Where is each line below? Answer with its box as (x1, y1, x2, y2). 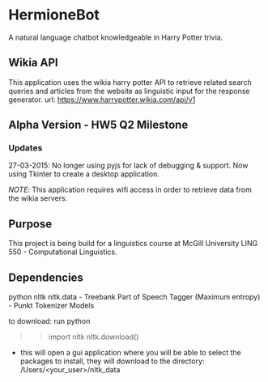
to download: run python (8, 316, 91, 326)
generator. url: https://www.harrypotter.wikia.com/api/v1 (8, 95, 196, 104)
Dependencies (8, 270, 83, 284)
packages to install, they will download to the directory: (19, 356, 205, 366)
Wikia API (8, 56, 58, 70)
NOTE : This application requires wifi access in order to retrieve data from (8, 185, 253, 195)
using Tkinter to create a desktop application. (8, 169, 160, 179)
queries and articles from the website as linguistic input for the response (8, 86, 250, 95)
